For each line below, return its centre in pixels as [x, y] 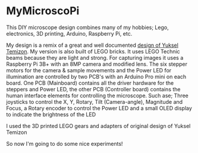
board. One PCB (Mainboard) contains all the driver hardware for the [90, 83]
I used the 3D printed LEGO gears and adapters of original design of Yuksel [98, 126]
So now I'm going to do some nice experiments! [65, 144]
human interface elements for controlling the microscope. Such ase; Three [98, 95]
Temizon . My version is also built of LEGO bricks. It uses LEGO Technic [93, 51]
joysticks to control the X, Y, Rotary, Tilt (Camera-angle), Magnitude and [95, 101]
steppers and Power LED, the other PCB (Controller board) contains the [93, 89]
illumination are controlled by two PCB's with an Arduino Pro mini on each [96, 76]
